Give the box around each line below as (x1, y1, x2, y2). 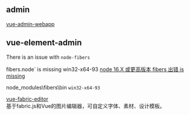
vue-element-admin (6, 38, 82, 48)
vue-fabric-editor (6, 95, 49, 103)
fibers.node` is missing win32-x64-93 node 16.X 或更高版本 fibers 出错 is (6, 65, 185, 73)
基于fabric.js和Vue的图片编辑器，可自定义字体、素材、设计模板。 (6, 102, 166, 109)
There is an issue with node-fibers (6, 53, 91, 60)
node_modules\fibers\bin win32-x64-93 (6, 84, 101, 91)
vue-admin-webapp (6, 20, 55, 27)
